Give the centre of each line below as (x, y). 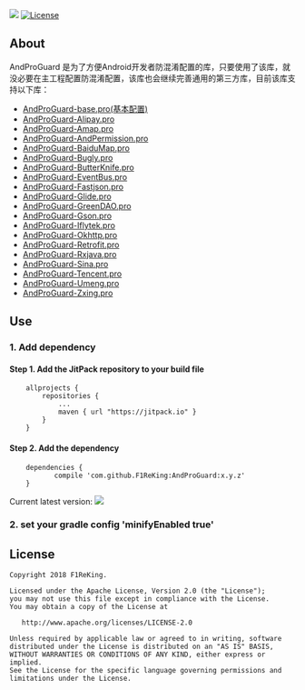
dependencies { (54, 467)
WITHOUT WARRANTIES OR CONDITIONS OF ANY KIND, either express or (138, 655)
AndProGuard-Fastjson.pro (73, 186)
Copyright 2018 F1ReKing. (58, 575)
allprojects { (52, 388)
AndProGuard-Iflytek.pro (69, 225)
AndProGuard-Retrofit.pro (71, 245)
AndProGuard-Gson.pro (67, 215)
